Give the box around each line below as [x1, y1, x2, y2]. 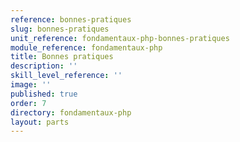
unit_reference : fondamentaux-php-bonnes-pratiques [10, 33, 230, 43]
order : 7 [10, 98, 47, 108]
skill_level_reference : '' [10, 71, 123, 81]
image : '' [10, 80, 52, 90]
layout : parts [10, 117, 70, 127]
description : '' [10, 61, 78, 71]
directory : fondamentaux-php [10, 107, 132, 118]
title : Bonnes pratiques [10, 52, 114, 62]
